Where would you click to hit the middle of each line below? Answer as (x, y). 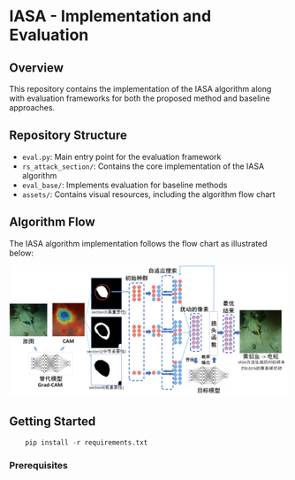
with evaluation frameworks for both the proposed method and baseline (140, 98)
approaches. (32, 107)
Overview (37, 68)
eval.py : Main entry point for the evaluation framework (121, 156)
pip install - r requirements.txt (87, 443)
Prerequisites (38, 465)
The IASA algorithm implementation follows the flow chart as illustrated (138, 243)
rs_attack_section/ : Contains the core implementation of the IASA (143, 166)
